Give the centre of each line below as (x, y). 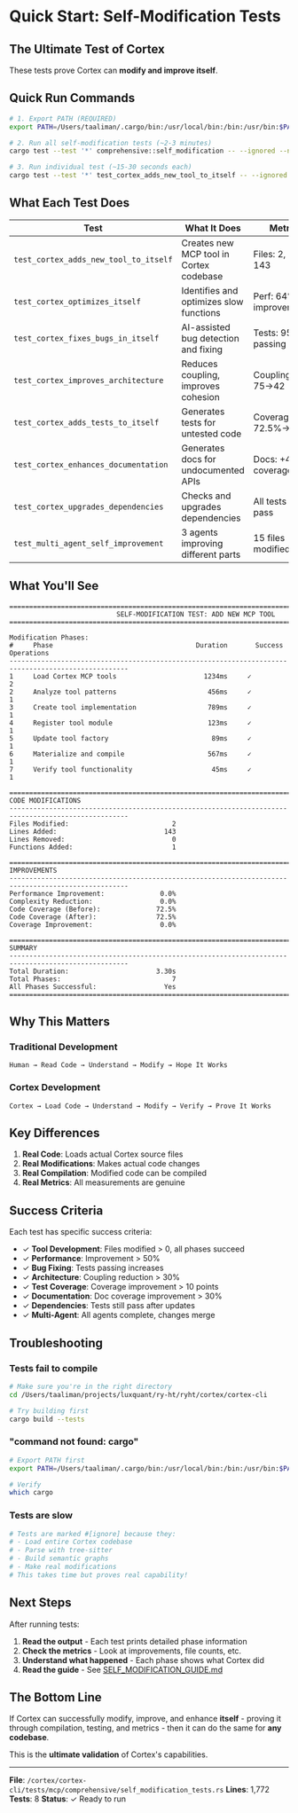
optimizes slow (212, 302)
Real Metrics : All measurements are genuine (103, 1182)
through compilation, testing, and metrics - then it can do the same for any (145, 1728)
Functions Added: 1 (93, 847)
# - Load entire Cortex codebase (71, 1542)
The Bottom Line (55, 1697)
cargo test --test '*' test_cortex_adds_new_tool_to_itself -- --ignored (149, 176)
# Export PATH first (47, 1460)
